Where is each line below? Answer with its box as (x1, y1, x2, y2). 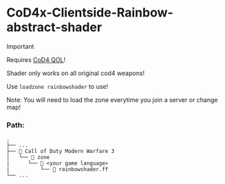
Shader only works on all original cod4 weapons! (6, 69, 145, 77)
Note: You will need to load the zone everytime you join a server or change (6, 95, 218, 104)
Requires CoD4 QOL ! (6, 55, 66, 63)
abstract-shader (6, 19, 103, 35)
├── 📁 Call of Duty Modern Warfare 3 (6, 148, 115, 155)
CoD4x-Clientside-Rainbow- (6, 5, 173, 21)
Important (6, 42, 34, 50)
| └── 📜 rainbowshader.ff (6, 166, 109, 173)
